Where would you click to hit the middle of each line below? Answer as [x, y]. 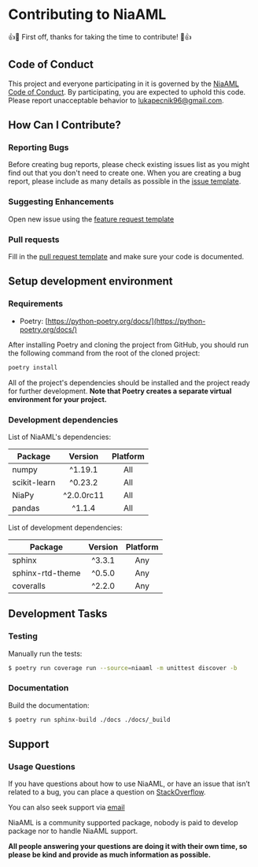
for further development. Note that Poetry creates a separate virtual [120, 391]
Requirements [36, 303]
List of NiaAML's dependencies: [60, 437]
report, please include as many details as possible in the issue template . [125, 181]
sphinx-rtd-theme [46, 573]
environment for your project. [58, 399]
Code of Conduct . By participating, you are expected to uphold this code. [127, 91]
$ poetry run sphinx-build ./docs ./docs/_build [89, 720]
